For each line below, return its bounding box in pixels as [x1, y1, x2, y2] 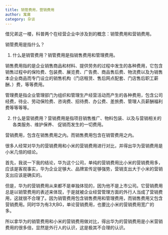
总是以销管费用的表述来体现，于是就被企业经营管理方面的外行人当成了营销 [5, 189, 158, 195]
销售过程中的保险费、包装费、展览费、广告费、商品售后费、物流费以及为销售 [5, 69, 163, 75]
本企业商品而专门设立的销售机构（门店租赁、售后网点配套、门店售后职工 [5, 75, 154, 81]
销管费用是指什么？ [5, 41, 45, 47]
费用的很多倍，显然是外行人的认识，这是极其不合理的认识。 [5, 224, 128, 230]
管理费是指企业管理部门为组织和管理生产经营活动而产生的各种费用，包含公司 [5, 92, 163, 98]
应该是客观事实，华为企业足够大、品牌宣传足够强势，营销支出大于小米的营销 [5, 166, 163, 172]
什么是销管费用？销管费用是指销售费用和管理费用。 [12, 52, 118, 58]
